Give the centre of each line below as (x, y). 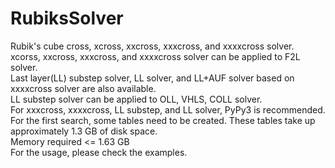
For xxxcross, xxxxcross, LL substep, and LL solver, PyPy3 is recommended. (168, 109)
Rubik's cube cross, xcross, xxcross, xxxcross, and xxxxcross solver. (152, 46)
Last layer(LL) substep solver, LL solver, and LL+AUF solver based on (152, 78)
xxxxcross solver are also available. (83, 88)
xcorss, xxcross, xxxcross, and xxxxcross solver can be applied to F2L (155, 56)
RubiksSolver (67, 18)
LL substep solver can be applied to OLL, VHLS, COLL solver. (136, 99)
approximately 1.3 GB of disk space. (84, 131)
